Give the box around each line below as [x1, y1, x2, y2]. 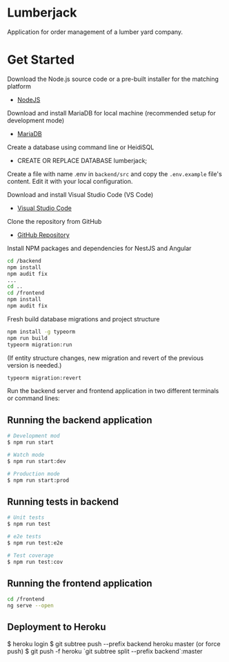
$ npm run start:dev [7, 457, 67, 464]
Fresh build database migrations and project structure [7, 314, 160, 323]
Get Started [7, 52, 74, 68]
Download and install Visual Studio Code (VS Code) [7, 190, 154, 198]
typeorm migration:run [7, 341, 72, 348]
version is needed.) [7, 361, 62, 369]
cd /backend [7, 257, 41, 264]
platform [7, 82, 31, 91]
